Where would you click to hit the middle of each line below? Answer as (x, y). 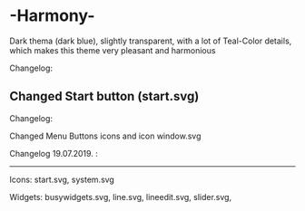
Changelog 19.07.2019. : (54, 153)
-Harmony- (52, 16)
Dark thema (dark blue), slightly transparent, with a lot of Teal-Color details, (151, 41)
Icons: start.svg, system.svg (62, 179)
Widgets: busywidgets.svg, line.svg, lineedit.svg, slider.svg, (121, 197)
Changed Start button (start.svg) (104, 96)
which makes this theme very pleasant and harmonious (113, 50)
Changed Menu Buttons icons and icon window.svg (105, 136)
